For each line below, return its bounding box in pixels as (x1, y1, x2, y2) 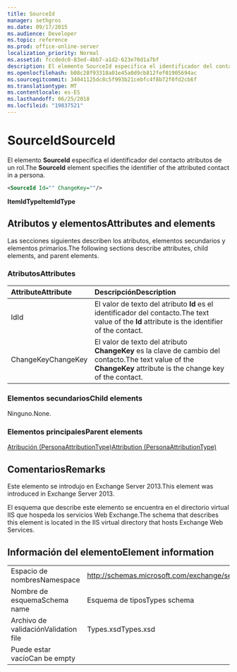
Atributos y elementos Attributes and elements (7, 218, 216, 230)
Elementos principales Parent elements (7, 427, 143, 437)
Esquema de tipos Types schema (87, 595, 195, 605)
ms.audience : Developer (7, 30, 78, 37)
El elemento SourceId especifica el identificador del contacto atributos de (7, 156, 222, 164)
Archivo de (11, 616, 47, 625)
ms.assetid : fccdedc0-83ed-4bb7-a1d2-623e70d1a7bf (7, 56, 159, 63)
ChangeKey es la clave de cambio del (94, 346, 221, 355)
